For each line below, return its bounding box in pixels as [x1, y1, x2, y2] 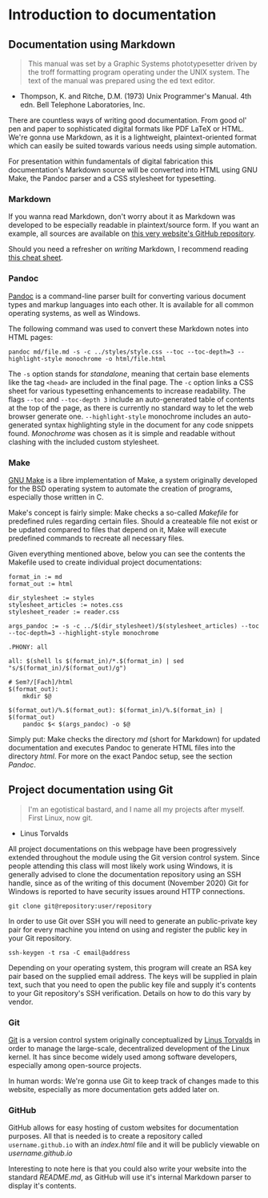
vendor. [8, 997, 34, 1006]
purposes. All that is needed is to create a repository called [8, 1131, 203, 1141]
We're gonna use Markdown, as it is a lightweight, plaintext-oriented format [8, 132, 258, 142]
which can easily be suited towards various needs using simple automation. [8, 141, 258, 150]
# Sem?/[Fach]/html [8, 678, 74, 686]
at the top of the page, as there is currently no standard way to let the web [8, 403, 254, 412]
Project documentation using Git [8, 783, 174, 797]
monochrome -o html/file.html [65, 354, 166, 362]
